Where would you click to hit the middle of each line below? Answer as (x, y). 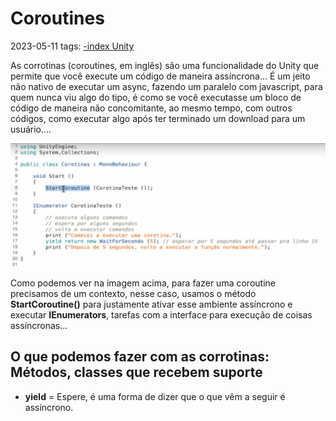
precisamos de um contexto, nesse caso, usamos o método (133, 293)
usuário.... (31, 129)
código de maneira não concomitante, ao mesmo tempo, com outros (151, 108)
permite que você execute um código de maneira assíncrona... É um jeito (160, 76)
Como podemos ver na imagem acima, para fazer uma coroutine (143, 283)
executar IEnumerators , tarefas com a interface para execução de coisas (161, 314)
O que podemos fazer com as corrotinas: (140, 357)
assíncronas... (39, 325)
